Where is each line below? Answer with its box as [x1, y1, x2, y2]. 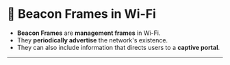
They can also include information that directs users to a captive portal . [16, 43, 220, 51]
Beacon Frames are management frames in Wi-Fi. [16, 29, 161, 37]
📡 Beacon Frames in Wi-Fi [7, 6, 156, 22]
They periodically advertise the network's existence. [16, 36, 168, 44]
